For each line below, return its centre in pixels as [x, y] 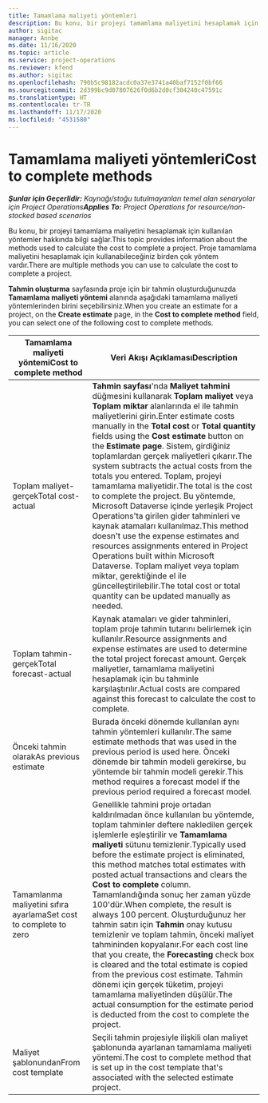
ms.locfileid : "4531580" [49, 120]
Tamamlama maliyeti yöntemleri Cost [132, 159]
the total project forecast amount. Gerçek [169, 659]
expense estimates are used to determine [169, 648]
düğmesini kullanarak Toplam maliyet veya [173, 396]
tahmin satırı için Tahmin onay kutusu [162, 924]
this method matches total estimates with [169, 864]
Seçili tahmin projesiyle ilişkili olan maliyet [170, 1037]
